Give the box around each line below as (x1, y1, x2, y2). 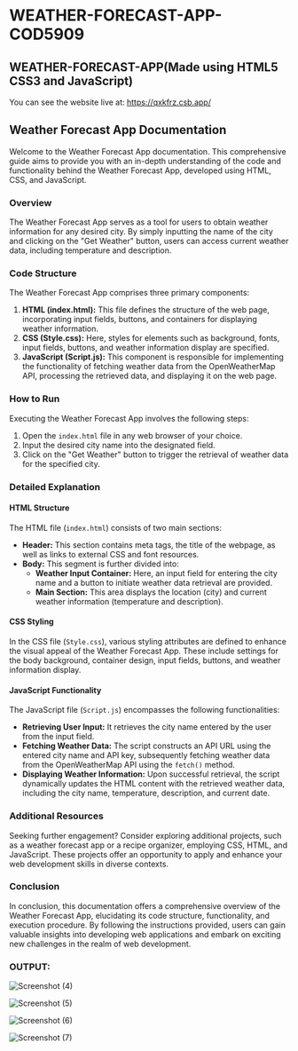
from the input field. (21, 731, 95, 742)
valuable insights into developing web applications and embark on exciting (9, 929, 281, 939)
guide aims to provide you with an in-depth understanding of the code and (9, 155, 282, 166)
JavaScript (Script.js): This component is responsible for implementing (21, 352, 284, 362)
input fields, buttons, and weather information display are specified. (21, 343, 270, 353)
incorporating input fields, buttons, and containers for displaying (21, 314, 257, 325)
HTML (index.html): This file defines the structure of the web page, (21, 304, 271, 315)
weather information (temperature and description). (35, 596, 223, 606)
